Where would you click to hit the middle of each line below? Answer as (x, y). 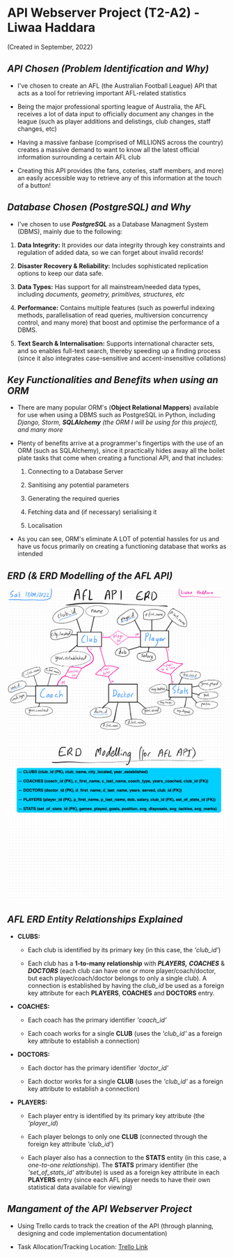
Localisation (45, 526)
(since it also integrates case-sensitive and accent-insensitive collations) (121, 358)
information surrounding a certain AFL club (79, 157)
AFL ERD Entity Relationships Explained (95, 920)
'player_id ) (43, 1123)
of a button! (34, 185)
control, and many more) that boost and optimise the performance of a (119, 323)
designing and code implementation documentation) (92, 1233)
